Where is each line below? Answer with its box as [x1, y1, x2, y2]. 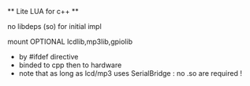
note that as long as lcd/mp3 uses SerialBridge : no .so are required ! [18, 69, 242, 77]
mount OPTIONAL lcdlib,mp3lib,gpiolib [7, 37, 133, 46]
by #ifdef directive [18, 52, 79, 61]
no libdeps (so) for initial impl [7, 22, 102, 30]
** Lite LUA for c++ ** [7, 7, 80, 16]
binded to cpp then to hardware [18, 60, 122, 70]
